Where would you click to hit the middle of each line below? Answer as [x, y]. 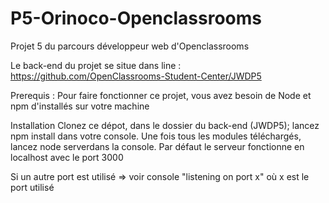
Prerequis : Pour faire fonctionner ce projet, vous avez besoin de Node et [161, 95]
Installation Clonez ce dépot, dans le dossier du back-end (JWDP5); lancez [165, 125]
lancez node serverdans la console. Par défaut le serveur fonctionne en [157, 146]
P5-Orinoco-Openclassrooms [136, 18]
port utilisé [32, 187]
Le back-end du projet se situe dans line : [96, 65]
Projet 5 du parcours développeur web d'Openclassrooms [130, 46]
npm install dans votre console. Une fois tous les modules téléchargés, [156, 136]
